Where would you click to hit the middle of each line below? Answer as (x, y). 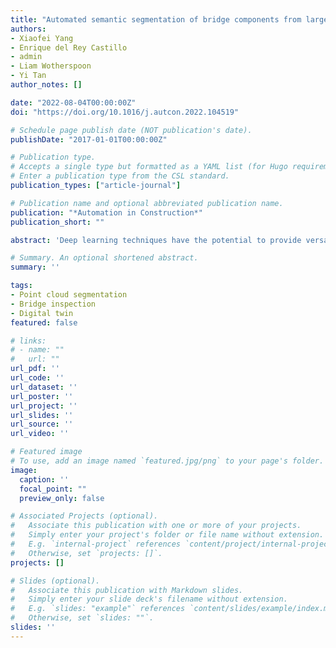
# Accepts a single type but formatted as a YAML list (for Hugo (149, 167)
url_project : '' (44, 406)
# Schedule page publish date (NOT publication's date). (131, 130)
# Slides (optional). (55, 581)
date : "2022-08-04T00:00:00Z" (73, 102)
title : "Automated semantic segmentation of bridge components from (156, 19)
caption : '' (44, 479)
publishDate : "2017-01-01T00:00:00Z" (89, 139)
